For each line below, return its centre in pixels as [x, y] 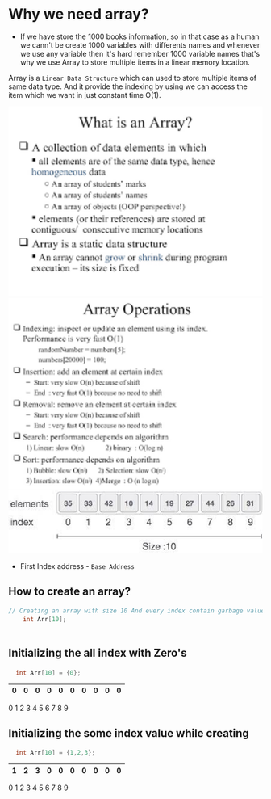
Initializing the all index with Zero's [98, 653]
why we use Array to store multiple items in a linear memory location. [135, 62]
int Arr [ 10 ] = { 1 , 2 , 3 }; [55, 753]
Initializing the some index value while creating [129, 733]
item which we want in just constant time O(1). [85, 95]
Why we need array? [79, 14]
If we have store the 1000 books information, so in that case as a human [140, 36]
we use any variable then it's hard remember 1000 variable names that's [140, 53]
